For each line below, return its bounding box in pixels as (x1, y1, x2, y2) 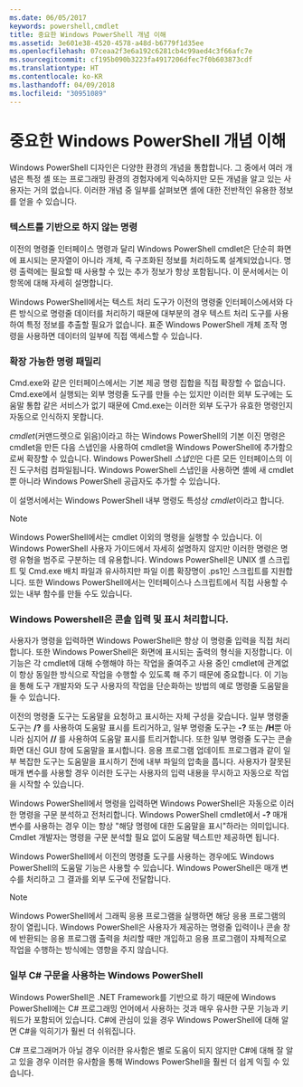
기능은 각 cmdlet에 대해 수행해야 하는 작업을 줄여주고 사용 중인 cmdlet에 (9, 657, 265, 669)
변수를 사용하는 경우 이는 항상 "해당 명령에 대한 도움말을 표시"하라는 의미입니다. (9, 820, 289, 832)
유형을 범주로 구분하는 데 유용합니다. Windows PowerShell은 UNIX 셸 (18, 554, 267, 565)
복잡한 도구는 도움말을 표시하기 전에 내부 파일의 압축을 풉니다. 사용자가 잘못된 (18, 756, 292, 767)
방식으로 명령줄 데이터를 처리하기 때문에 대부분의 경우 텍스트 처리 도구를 (18, 307, 273, 318)
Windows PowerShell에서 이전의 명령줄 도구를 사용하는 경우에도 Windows (9, 851, 275, 862)
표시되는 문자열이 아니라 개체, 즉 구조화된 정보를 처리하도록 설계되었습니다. (18, 254, 282, 265)
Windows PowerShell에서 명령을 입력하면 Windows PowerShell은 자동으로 (9, 798, 278, 809)
